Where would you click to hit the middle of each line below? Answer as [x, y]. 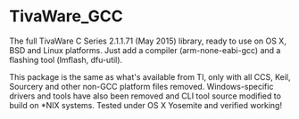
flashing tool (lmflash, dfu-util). [66, 59]
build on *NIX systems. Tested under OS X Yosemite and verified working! [146, 105]
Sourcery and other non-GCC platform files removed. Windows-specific [141, 86]
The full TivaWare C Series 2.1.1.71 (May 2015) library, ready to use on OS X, [148, 41]
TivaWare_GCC [66, 16]
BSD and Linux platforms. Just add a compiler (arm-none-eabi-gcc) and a [145, 50]
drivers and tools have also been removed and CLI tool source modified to [145, 96]
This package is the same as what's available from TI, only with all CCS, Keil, [150, 76]
